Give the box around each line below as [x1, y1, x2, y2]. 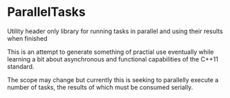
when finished [7, 34, 48, 42]
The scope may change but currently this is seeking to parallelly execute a [7, 75, 219, 84]
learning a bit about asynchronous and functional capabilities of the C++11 [7, 55, 219, 63]
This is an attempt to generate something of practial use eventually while [7, 48, 214, 56]
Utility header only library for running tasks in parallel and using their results [7, 27, 223, 35]
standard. [7, 62, 35, 70]
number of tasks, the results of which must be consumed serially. [7, 83, 193, 91]
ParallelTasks [7, 4, 86, 20]
